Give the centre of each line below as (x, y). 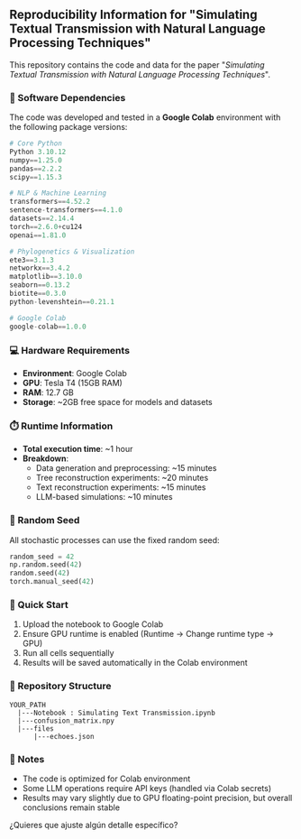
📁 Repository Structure (60, 687)
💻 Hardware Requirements (70, 350)
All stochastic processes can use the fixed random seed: (114, 539)
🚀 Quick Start (39, 604)
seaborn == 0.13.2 (40, 285)
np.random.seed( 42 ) (46, 565)
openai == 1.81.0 (38, 235)
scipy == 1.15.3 (36, 177)
